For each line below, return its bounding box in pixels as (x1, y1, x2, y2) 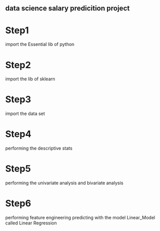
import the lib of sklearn (5, 76, 55, 82)
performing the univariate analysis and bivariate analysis (5, 180, 123, 186)
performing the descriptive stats (5, 145, 73, 152)
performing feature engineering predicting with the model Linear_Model (5, 215, 155, 221)
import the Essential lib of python (5, 41, 75, 47)
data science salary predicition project (5, 4, 130, 13)
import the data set (5, 110, 45, 117)
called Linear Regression (5, 220, 57, 226)
